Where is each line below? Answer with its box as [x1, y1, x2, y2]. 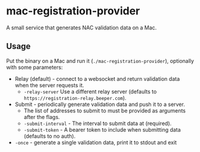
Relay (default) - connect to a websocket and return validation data [14, 75, 180, 82]
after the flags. [23, 113, 60, 120]
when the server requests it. [14, 81, 85, 89]
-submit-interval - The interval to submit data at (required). [23, 120, 172, 127]
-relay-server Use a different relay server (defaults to [23, 88, 157, 95]
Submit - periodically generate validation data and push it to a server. [14, 101, 185, 108]
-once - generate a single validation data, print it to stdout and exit [14, 139, 177, 146]
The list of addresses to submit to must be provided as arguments [23, 107, 186, 114]
